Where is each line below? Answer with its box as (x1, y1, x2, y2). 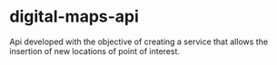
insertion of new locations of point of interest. (9, 45, 180, 56)
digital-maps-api (9, 6, 139, 27)
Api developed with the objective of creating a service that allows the (9, 36, 269, 47)
